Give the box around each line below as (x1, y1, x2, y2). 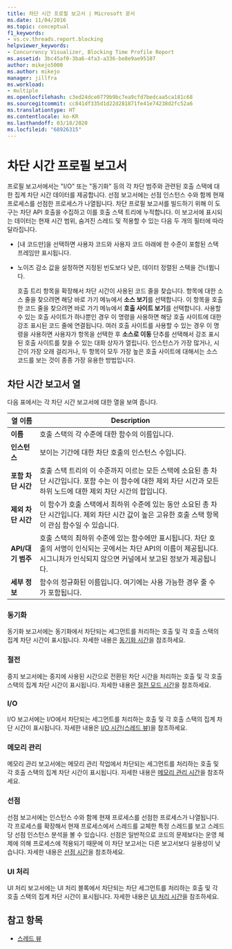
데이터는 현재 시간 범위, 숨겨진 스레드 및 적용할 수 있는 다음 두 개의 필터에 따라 (14, 217, 224, 225)
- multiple (7, 87, 39, 94)
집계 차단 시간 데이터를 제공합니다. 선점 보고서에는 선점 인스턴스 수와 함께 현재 (14, 191, 224, 199)
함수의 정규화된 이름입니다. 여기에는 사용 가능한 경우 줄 (39, 577, 207, 587)
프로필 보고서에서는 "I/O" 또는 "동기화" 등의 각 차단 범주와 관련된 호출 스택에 (7, 182, 213, 190)
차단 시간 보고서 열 (7, 378, 81, 390)
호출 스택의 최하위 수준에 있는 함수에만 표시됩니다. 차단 (39, 534, 207, 543)
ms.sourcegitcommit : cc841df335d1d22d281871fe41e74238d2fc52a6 (7, 100, 193, 107)
